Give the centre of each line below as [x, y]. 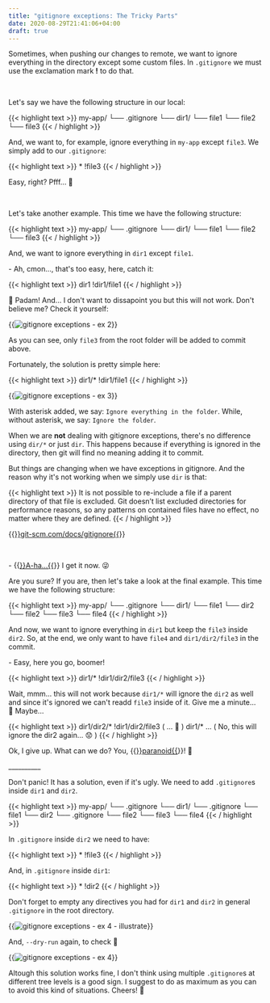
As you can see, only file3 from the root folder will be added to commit [127, 340]
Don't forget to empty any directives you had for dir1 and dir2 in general [129, 902]
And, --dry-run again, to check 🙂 [63, 942]
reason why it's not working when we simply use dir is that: [108, 477]
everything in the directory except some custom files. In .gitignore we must [135, 62]
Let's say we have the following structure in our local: [97, 103]
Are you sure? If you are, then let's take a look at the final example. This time [135, 581]
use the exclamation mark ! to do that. [71, 71]
